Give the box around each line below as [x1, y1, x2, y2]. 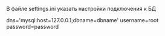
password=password [6, 23, 59, 30]
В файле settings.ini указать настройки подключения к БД [6, 5, 157, 12]
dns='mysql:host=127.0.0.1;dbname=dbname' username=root [6, 17, 159, 23]
